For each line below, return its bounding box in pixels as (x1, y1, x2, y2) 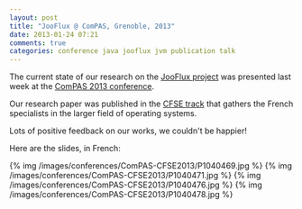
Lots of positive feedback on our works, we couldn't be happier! (9, 125, 248, 136)
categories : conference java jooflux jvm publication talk (9, 47, 236, 56)
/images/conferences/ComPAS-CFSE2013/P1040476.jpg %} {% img (9, 179, 263, 190)
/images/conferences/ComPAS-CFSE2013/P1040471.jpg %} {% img (9, 170, 261, 181)
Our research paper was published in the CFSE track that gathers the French (9, 98, 294, 109)
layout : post (9, 13, 59, 23)
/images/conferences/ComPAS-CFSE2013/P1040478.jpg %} (9, 189, 233, 200)
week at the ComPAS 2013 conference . (9, 81, 155, 92)
